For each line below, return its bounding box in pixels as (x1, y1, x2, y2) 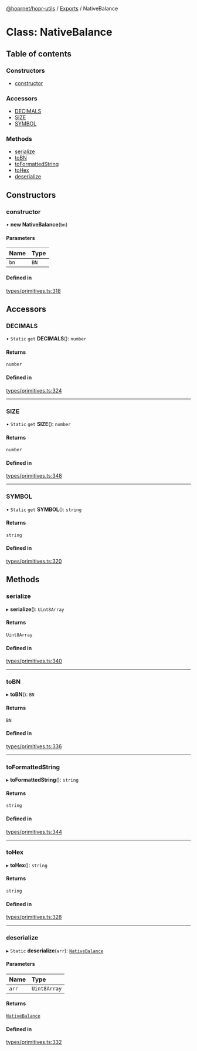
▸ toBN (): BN (6, 691, 35, 698)
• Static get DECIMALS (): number (6, 335, 87, 342)
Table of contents (6, 49, 72, 59)
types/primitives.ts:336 (6, 742, 62, 750)
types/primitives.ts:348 (6, 472, 63, 479)
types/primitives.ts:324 (6, 387, 62, 394)
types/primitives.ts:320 (6, 557, 62, 565)
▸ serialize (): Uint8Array (6, 606, 64, 613)
